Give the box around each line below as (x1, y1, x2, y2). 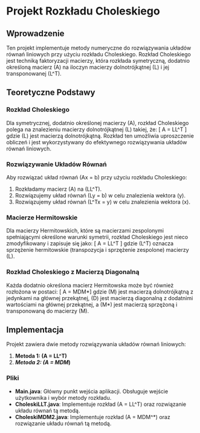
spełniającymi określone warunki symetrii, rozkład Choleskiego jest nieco (6, 234, 189, 241)
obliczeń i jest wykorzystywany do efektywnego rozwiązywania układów (6, 138, 187, 146)
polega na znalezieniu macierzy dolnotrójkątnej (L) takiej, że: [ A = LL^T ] (6, 126, 187, 133)
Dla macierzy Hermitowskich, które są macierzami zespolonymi (6, 227, 164, 234)
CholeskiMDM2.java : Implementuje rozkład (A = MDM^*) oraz (15, 413, 170, 420)
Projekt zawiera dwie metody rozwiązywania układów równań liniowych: (6, 341, 186, 348)
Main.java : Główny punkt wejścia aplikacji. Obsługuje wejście (15, 388, 169, 395)
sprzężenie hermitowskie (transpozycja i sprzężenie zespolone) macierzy (6, 246, 189, 254)
